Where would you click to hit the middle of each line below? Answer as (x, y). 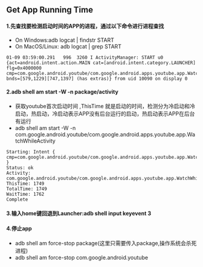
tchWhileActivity (35, 141)
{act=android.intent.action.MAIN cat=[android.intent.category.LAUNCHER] (101, 63)
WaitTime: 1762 (25, 194)
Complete (17, 199)
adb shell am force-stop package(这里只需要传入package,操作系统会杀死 (106, 243)
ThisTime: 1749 (25, 184)
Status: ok (20, 168)
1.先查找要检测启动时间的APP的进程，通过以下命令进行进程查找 (85, 26)
